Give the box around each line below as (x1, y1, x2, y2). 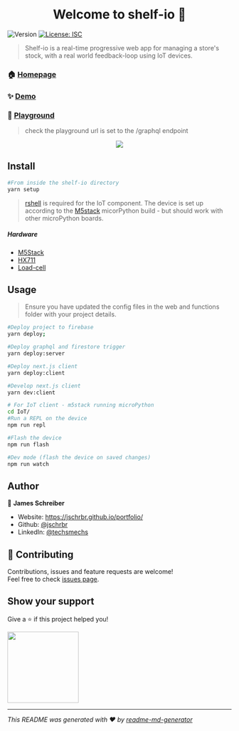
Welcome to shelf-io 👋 (53, 6, 186, 23)
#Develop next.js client (7, 382, 81, 390)
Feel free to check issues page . (7, 575, 100, 584)
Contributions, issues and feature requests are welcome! (7, 567, 174, 576)
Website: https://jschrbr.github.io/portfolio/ (17, 513, 144, 521)
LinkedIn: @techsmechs (17, 528, 89, 536)
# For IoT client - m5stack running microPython (7, 402, 154, 409)
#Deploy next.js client (7, 363, 78, 370)
